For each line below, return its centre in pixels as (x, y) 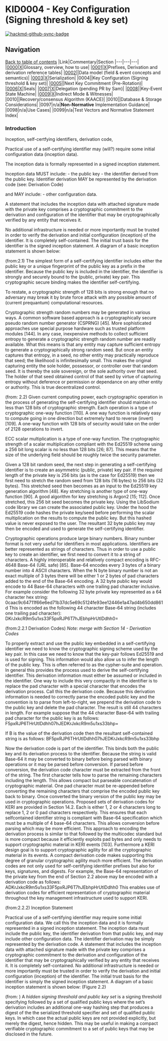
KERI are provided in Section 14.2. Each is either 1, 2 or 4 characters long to (83, 807)
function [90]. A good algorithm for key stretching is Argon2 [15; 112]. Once (83, 497)
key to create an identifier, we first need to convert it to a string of (73, 555)
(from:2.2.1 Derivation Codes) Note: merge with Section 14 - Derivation (78, 628)
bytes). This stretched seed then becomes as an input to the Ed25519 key (81, 486)
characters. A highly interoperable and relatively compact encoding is (77, 560)
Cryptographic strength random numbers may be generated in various (78, 312)
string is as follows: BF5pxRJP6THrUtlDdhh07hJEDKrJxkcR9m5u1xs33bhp (82, 739)
